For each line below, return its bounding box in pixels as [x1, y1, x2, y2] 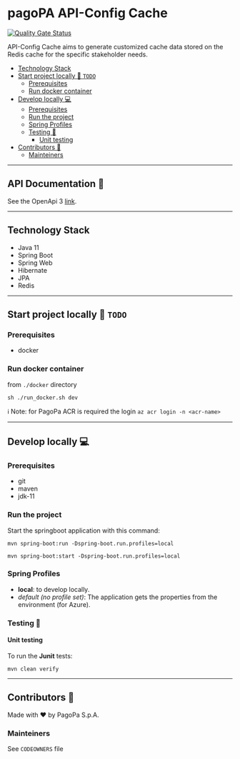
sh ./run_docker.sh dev [7, 394, 79, 401]
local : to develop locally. [17, 585, 90, 593]
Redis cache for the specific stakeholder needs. [7, 50, 149, 59]
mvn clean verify [7, 665, 59, 673]
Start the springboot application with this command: [7, 526, 161, 535]
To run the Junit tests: [7, 651, 73, 660]
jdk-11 [17, 492, 35, 501]
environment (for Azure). [17, 600, 91, 608]
